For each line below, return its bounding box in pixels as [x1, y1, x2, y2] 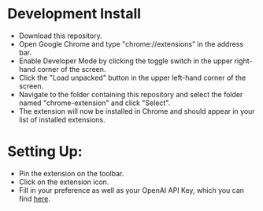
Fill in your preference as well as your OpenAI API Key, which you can [18, 185, 245, 194]
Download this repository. [18, 31, 103, 40]
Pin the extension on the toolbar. [18, 168, 124, 178]
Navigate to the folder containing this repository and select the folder [18, 89, 243, 99]
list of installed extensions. [18, 115, 106, 124]
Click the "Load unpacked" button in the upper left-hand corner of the [18, 73, 246, 82]
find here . [18, 194, 50, 203]
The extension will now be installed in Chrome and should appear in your [18, 106, 255, 115]
